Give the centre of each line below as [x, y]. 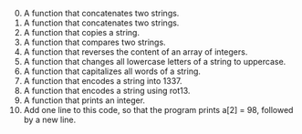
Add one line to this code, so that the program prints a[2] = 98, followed [158, 110]
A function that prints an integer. [84, 100]
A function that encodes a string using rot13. [107, 91]
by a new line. [50, 119]
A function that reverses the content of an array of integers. [135, 52]
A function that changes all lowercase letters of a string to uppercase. [155, 62]
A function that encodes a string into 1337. [103, 81]
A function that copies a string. [82, 32]
